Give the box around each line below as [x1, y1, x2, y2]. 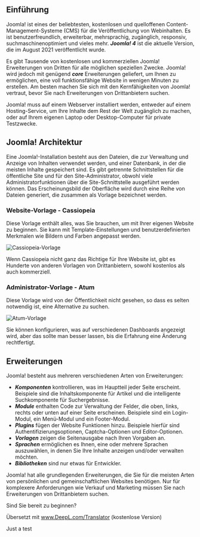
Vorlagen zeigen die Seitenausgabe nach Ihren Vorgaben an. [14, 434, 166, 441]
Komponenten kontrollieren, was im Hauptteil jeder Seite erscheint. [14, 383, 181, 391]
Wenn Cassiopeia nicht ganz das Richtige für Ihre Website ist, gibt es [6, 255, 176, 262]
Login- [172, 409, 189, 416]
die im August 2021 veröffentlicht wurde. [6, 46, 106, 53]
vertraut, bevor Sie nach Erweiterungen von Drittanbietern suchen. [6, 89, 170, 96]
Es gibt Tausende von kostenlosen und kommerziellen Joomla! [6, 57, 160, 65]
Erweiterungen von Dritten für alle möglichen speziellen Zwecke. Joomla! [6, 64, 186, 71]
